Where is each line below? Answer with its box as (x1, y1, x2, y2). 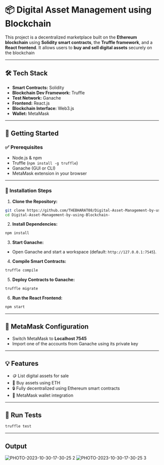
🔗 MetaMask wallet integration (12, 392, 74, 398)
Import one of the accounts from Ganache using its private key (12, 340, 138, 346)
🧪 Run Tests (5, 411, 42, 419)
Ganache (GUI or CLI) (12, 165, 56, 171)
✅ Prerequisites (5, 144, 43, 151)
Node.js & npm (12, 155, 42, 161)
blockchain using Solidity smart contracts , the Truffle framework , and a (5, 39, 153, 45)
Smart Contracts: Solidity (12, 85, 64, 90)
